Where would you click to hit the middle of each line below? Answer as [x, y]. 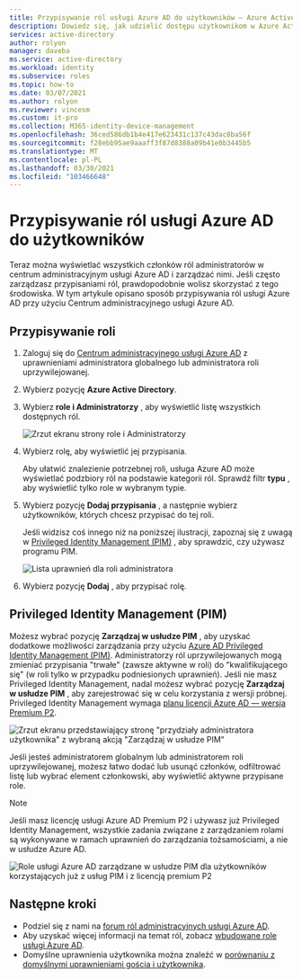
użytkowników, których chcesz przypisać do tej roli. [118, 515]
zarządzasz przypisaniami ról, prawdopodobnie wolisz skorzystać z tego [144, 284]
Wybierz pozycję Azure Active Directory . [99, 389]
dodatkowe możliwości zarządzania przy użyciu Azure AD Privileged [136, 645]
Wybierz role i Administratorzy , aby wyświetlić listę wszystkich [141, 407]
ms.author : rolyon [44, 101]
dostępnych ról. [51, 416]
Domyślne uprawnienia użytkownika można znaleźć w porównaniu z [149, 955]
